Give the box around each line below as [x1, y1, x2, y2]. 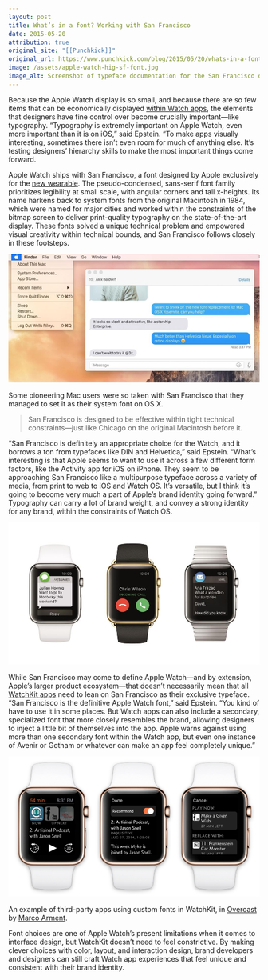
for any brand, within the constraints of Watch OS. [8, 506, 173, 516]
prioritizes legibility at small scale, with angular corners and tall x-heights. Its [8, 186, 260, 196]
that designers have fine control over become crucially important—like [8, 112, 239, 122]
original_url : [8, 55, 56, 63]
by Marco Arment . [8, 913, 68, 922]
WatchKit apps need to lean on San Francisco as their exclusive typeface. [8, 689, 250, 699]
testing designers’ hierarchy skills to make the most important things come [8, 146, 254, 155]
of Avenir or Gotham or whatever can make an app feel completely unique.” [8, 740, 255, 750]
